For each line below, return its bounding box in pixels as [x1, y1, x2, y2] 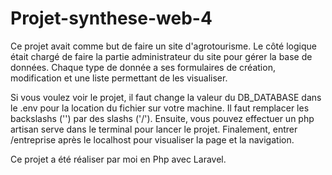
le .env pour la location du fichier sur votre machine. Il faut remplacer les [10, 102, 310, 114]
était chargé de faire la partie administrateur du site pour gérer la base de [10, 50, 313, 62]
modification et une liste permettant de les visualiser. [10, 72, 228, 84]
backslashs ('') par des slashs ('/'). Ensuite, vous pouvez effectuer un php [10, 112, 315, 124]
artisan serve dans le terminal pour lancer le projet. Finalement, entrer [10, 123, 298, 135]
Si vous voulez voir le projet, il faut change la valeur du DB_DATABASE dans [10, 91, 322, 103]
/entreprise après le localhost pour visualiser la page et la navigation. [10, 133, 295, 146]
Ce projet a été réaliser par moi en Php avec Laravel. [10, 153, 227, 165]
